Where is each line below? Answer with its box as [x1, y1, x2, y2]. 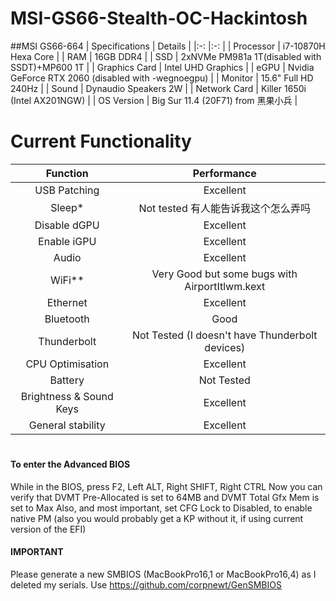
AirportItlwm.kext [184, 279, 266, 293]
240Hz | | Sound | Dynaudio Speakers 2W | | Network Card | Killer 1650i [10, 82, 307, 94]
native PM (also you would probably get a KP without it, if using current [10, 512, 304, 524]
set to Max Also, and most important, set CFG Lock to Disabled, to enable [10, 502, 313, 514]
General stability [28, 418, 106, 432]
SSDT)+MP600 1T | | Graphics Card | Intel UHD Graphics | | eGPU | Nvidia [10, 61, 315, 73]
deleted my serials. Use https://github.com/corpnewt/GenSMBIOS [10, 578, 282, 591]
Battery [49, 373, 85, 387]
